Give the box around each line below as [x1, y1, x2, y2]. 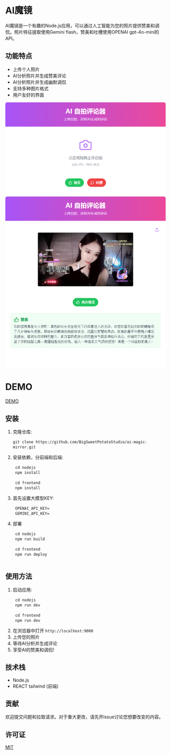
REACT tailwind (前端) [12, 683, 59, 689]
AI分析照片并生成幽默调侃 [12, 79, 67, 85]
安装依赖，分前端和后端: [12, 454, 64, 460]
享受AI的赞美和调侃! [12, 647, 54, 653]
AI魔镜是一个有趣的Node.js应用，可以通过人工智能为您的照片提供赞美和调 [5, 22, 159, 29]
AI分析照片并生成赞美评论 [12, 73, 67, 79]
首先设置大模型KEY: [12, 495, 54, 501]
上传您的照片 [12, 634, 40, 640]
